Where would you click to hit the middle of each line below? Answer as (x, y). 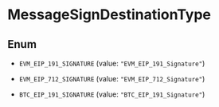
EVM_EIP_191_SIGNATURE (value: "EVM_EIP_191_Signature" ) (112, 63)
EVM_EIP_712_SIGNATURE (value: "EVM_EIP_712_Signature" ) (112, 79)
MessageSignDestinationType (109, 15)
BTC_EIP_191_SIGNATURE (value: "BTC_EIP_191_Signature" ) (112, 94)
